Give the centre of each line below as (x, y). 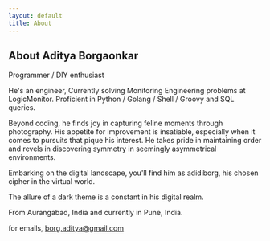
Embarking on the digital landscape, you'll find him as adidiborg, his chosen (133, 173)
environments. (32, 157)
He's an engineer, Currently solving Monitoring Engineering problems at (127, 91)
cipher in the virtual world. (52, 182)
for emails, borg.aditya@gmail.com (66, 228)
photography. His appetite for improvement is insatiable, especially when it (132, 132)
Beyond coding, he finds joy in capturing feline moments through (116, 123)
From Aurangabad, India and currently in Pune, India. (96, 213)
